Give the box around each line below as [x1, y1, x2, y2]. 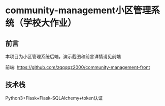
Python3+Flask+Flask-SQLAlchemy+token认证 [5, 95, 103, 101]
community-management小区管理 [5, 5, 151, 16]
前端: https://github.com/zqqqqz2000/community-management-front [5, 64, 150, 70]
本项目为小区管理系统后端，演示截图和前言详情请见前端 [5, 54, 121, 59]
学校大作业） [23, 17, 77, 29]
